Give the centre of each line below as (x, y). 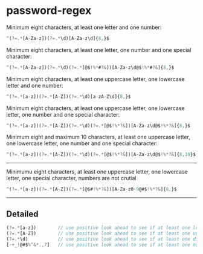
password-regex (49, 11)
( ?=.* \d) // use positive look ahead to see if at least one (98, 239)
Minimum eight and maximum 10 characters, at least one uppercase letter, (98, 137)
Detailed (22, 214)
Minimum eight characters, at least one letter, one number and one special (99, 50)
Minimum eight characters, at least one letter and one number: (84, 27)
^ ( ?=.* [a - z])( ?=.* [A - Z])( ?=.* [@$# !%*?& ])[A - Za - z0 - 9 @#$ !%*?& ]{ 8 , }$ (92, 189)
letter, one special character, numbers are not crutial (71, 178)
